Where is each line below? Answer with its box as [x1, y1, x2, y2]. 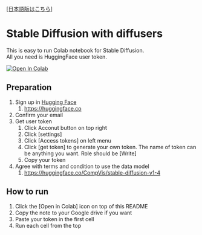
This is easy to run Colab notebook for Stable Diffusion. [6, 47, 145, 54]
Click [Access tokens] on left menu [24, 137, 112, 144]
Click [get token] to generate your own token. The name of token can [24, 143, 197, 150]
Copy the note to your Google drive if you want [15, 209, 132, 216]
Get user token [15, 117, 53, 125]
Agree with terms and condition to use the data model [15, 163, 149, 170]
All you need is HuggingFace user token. [6, 53, 108, 60]
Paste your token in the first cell [15, 215, 94, 222]
